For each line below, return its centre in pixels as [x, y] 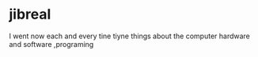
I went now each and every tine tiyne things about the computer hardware [129, 36]
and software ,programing [51, 44]
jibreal [30, 14]
